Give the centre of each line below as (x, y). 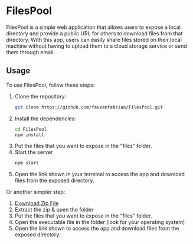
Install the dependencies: (45, 118)
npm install (29, 135)
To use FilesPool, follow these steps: (50, 85)
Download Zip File (37, 203)
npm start (27, 163)
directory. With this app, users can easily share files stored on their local (94, 39)
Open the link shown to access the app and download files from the (97, 229)
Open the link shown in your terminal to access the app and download (99, 174)
